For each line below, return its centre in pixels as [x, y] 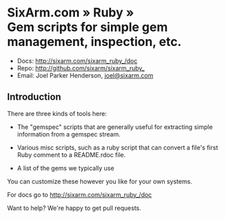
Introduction [34, 97]
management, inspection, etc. [94, 42]
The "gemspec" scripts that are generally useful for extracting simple [115, 127]
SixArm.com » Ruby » [71, 13]
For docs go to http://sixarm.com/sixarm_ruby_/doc [80, 194]
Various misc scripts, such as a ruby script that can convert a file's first [117, 147]
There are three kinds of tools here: [57, 113]
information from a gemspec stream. [69, 134]
